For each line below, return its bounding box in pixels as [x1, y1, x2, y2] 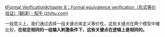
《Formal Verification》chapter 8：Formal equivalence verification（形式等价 [5, 4, 156, 10]
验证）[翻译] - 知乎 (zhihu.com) [5, 10, 69, 16]
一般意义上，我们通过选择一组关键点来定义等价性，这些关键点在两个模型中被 [5, 21, 160, 26]
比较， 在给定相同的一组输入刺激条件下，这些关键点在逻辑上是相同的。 [5, 27, 147, 33]
